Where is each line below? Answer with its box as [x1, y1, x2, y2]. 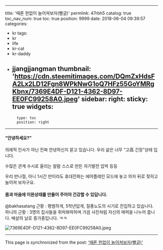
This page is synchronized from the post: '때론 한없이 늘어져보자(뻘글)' [5, 239, 143, 245]
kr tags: [12, 30, 28, 36]
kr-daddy [12, 51, 31, 56]
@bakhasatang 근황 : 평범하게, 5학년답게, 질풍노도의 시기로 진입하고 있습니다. [5, 203, 154, 209]
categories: [5, 21, 28, 27]
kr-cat [12, 46, 25, 51]
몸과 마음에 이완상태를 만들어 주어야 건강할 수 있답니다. [5, 191, 108, 197]
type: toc [16, 115, 36, 120]
